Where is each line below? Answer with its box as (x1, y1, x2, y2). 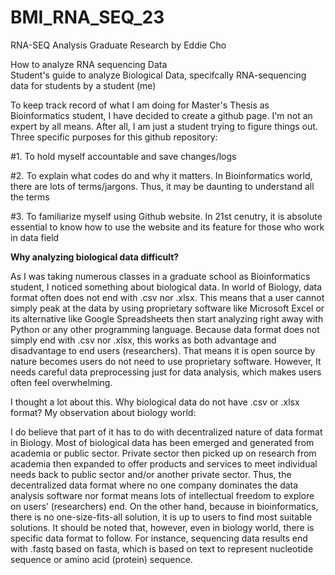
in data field (10, 231, 60, 243)
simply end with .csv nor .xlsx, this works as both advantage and (10, 334, 277, 346)
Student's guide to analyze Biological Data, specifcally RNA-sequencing (10, 69, 307, 81)
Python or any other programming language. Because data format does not (10, 323, 320, 335)
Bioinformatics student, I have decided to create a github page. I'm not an (10, 109, 313, 121)
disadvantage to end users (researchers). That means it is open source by (10, 344, 316, 356)
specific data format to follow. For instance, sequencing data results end (10, 532, 308, 544)
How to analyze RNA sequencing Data (10, 58, 168, 70)
